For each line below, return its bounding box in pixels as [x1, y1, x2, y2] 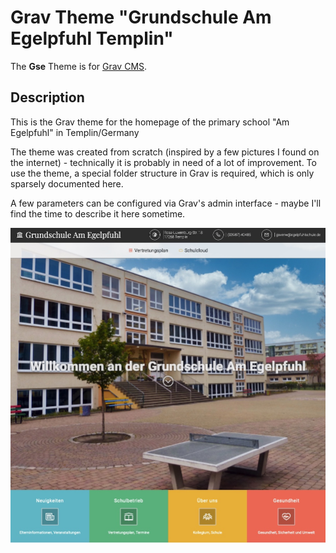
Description [10, 89, 85, 106]
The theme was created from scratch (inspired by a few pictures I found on [10, 146, 320, 158]
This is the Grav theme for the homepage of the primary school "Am [10, 116, 290, 128]
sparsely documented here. [10, 177, 124, 190]
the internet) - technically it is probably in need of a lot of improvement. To [10, 156, 317, 168]
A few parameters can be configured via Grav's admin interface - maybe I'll [10, 197, 322, 209]
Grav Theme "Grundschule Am [10, 6, 272, 29]
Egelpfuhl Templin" [10, 27, 174, 50]
